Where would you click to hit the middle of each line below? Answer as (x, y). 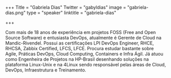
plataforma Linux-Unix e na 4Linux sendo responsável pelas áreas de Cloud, (86, 65)
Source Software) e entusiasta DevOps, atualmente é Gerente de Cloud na (83, 38)
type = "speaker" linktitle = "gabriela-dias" (71, 13)
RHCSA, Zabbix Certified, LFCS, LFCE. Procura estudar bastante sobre (80, 48)
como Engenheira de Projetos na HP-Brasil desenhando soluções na (77, 59)
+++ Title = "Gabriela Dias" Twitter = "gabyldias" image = (66, 7)
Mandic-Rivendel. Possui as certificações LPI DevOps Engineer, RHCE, (80, 43)
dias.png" (16, 13)
